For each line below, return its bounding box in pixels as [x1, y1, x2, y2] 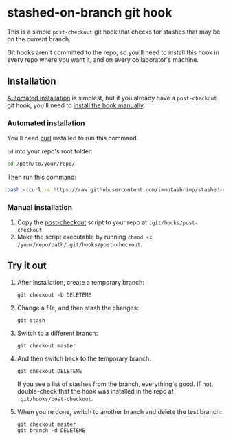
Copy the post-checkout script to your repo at [16, 218, 148, 226]
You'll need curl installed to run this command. [7, 134, 139, 142]
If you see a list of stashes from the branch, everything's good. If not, [16, 380, 214, 388]
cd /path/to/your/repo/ [7, 160, 76, 168]
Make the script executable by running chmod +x [16, 233, 153, 241]
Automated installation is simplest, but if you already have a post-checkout [7, 94, 218, 102]
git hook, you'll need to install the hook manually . [7, 101, 146, 109]
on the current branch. [7, 34, 71, 43]
